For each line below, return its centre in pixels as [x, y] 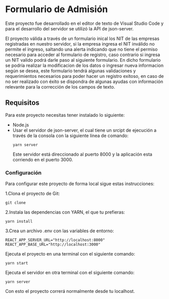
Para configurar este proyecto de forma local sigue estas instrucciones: [80, 184]
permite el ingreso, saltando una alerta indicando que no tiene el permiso [81, 49]
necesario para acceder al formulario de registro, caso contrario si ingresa [83, 55]
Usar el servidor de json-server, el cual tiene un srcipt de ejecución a [85, 130]
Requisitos [22, 103]
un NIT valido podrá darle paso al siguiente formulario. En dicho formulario [83, 60]
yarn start [17, 263]
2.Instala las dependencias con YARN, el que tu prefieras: [65, 212]
